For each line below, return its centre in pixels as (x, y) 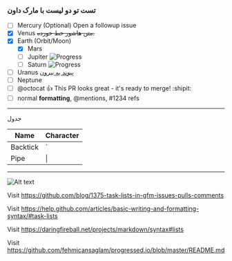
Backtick (25, 147)
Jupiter (38, 57)
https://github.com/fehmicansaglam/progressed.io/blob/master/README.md (116, 250)
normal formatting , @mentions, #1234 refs (78, 98)
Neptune (30, 80)
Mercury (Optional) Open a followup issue (77, 26)
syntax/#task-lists (32, 215)
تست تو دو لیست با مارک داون (51, 10)
